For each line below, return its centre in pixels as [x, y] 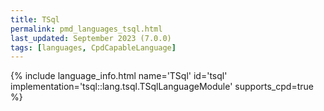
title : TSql [35, 19]
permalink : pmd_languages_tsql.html [86, 29]
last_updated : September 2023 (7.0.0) [91, 38]
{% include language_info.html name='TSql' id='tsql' [119, 76]
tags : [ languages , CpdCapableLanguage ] [93, 47]
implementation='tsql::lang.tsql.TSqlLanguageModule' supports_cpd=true [162, 87]
